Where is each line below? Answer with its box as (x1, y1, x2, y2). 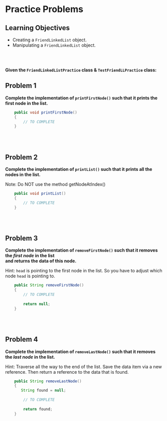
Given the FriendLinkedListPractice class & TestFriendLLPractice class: (5, 67, 157, 73)
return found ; (23, 406, 53, 411)
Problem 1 (5, 81, 37, 90)
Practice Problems (5, 4, 84, 15)
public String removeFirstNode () (14, 283, 84, 288)
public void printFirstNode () (14, 110, 78, 115)
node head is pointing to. (5, 273, 55, 279)
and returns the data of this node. (5, 258, 77, 264)
